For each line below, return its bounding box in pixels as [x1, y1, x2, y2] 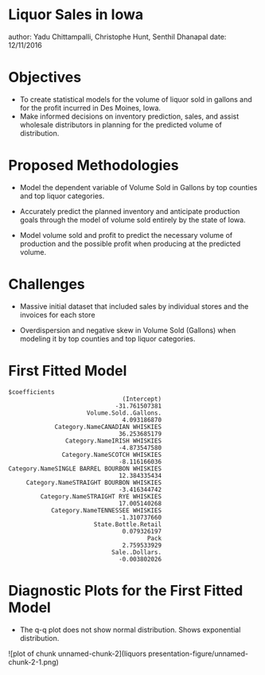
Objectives [8, 68, 82, 87]
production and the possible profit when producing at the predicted [19, 239, 241, 248]
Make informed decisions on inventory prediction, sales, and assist [19, 111, 240, 121]
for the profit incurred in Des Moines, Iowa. [19, 103, 162, 112]
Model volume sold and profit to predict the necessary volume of [19, 230, 233, 240]
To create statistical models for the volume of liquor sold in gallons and [19, 94, 252, 104]
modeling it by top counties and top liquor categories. [19, 334, 196, 343]
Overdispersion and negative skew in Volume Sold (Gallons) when [19, 325, 236, 335]
